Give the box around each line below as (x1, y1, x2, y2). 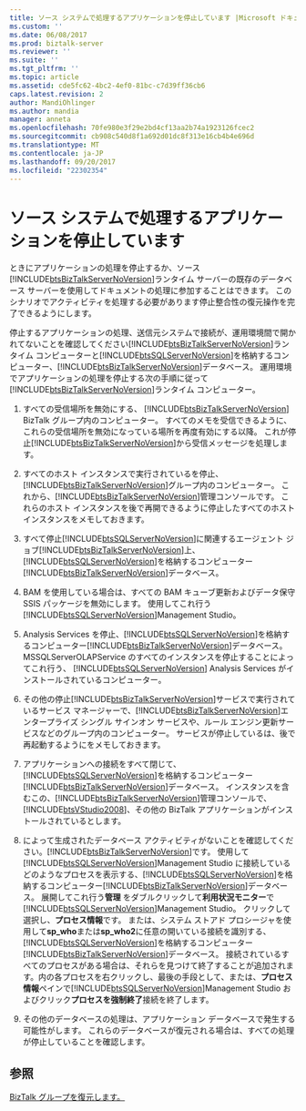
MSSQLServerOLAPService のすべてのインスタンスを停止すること (22, 652, 270, 663)
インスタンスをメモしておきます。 (22, 514, 149, 525)
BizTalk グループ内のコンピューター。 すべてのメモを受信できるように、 (22, 415, 292, 426)
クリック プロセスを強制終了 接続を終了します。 (38, 994, 214, 1005)
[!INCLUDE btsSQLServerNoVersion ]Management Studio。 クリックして (22, 903, 291, 914)
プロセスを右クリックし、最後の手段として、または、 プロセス (62, 972, 293, 983)
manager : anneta (9, 115, 71, 124)
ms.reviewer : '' (9, 47, 71, 56)
